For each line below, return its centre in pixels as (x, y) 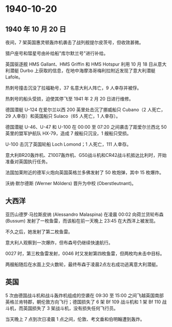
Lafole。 (14, 77)
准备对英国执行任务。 (28, 161)
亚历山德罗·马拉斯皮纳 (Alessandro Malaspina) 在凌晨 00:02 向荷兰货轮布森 (84, 214)
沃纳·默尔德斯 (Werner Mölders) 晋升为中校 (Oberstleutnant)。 (71, 183)
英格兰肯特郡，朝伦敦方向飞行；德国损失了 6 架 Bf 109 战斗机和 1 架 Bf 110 (83, 302)
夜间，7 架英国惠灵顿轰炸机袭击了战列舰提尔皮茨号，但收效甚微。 (74, 42)
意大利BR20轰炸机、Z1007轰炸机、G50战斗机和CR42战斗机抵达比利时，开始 (86, 155)
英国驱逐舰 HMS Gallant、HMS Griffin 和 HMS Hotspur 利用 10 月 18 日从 (81, 64)
